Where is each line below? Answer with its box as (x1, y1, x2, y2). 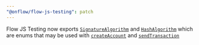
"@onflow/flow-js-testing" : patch (6, 8, 94, 15)
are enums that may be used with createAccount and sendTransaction (6, 31, 180, 39)
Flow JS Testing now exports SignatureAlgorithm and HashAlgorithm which (6, 25, 193, 32)
